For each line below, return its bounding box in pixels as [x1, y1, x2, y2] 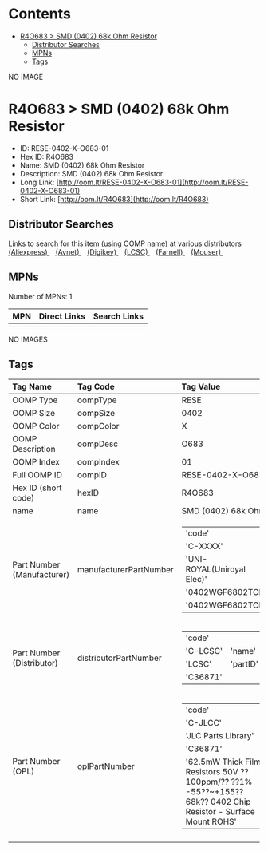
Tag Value [181, 381, 221, 392]
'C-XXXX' [185, 540, 223, 552]
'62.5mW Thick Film [185, 756, 262, 767]
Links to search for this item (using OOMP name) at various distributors [8, 239, 242, 248]
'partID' [230, 659, 259, 670]
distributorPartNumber [77, 652, 162, 663]
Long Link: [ [19, 177, 60, 187]
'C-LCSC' [185, 646, 223, 657]
